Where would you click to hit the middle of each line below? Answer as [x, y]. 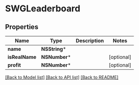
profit [14, 65]
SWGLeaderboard [43, 9]
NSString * [54, 49]
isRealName [22, 57]
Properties [22, 27]
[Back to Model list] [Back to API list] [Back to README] [62, 77]
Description [90, 41]
